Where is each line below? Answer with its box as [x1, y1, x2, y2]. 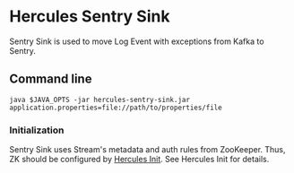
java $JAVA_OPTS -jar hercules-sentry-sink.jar [9, 95, 191, 104]
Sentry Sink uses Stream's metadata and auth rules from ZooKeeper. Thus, [9, 144, 286, 155]
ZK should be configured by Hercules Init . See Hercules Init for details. [9, 154, 270, 165]
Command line [9, 72, 92, 87]
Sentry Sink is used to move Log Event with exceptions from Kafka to [9, 36, 264, 47]
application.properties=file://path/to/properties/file [9, 103, 222, 112]
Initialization [9, 124, 65, 136]
